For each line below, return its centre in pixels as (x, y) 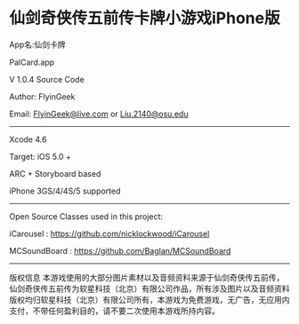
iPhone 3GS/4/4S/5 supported (65, 191)
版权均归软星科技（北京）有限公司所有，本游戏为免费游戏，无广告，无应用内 (149, 299)
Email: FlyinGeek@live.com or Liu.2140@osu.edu (99, 114)
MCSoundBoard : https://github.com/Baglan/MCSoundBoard (120, 250)
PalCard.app (32, 62)
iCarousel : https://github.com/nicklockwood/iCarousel (109, 233)
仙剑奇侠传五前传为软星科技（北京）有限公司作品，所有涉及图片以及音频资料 (149, 288)
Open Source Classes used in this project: (86, 216)
